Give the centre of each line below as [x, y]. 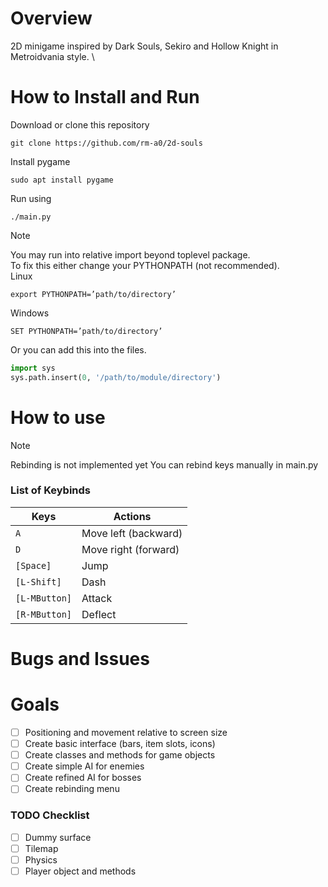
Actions [132, 516]
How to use [58, 417]
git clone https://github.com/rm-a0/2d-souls [106, 143]
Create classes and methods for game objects [120, 755]
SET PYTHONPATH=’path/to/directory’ [86, 331]
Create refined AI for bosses [83, 778]
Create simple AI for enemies [84, 766]
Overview [51, 18]
